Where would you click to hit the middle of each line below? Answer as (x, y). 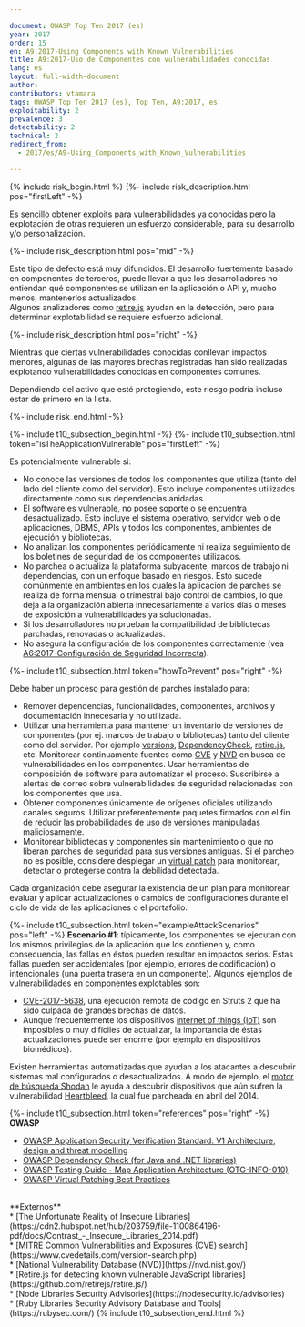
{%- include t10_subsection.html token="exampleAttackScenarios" (134, 925)
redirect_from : (38, 145)
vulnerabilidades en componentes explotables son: (105, 983)
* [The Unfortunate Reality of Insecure (81, 1216)
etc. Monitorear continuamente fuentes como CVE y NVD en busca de (154, 754)
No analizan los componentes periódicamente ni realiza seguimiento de (157, 546)
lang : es (26, 68)
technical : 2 (34, 136)
